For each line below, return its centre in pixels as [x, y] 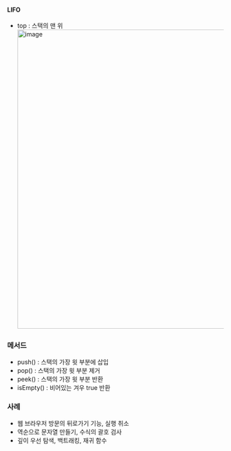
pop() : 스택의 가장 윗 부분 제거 [59, 370]
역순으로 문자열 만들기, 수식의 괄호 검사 [69, 432]
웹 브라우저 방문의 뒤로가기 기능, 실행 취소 [73, 423]
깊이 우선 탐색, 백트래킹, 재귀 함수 [62, 440]
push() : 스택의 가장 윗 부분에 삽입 [63, 362]
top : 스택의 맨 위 [40, 26]
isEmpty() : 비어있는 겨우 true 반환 [64, 387]
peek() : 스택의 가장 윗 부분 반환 [60, 379]
